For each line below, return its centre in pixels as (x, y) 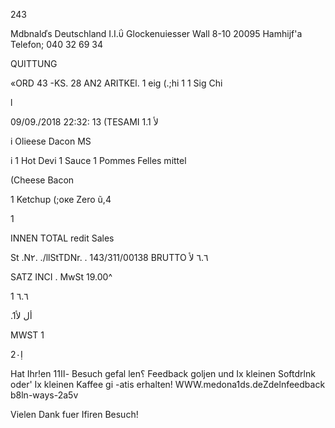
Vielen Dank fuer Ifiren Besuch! (74, 414)
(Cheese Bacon (42, 180)
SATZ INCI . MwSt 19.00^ (61, 277)
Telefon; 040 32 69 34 (57, 44)
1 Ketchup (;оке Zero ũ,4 (61, 199)
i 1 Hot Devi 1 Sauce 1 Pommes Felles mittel (98, 160)
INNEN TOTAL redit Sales (62, 238)
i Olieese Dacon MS (51, 141)
